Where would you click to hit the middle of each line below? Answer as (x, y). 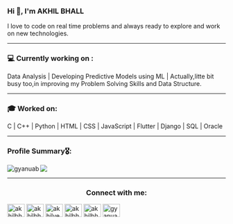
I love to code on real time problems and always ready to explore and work (114, 26)
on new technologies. (38, 33)
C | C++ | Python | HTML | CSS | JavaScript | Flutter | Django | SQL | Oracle (115, 126)
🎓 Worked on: (32, 108)
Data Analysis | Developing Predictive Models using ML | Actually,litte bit (111, 76)
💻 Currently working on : (50, 58)
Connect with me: (116, 193)
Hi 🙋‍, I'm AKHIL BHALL (46, 11)
